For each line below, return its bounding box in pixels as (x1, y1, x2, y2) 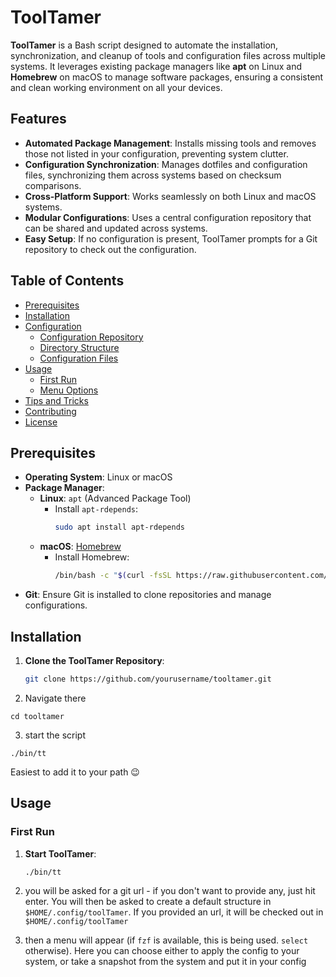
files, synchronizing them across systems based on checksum (24, 169, 282, 181)
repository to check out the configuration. (24, 243, 197, 255)
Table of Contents (10, 272, 125, 290)
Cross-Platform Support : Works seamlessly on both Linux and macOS (24, 190, 317, 202)
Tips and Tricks (24, 394, 89, 406)
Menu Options (39, 384, 99, 396)
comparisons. (24, 179, 82, 191)
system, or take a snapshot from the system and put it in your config (24, 956, 307, 968)
